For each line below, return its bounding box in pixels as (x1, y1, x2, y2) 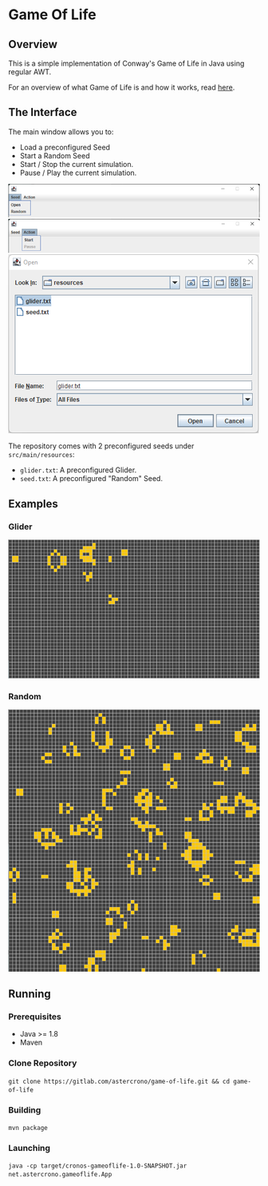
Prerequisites (8, 1011, 61, 1022)
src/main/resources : (8, 450, 75, 460)
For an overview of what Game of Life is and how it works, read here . (8, 82, 235, 92)
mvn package (8, 1124, 48, 1132)
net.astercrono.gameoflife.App (8, 1171, 112, 1179)
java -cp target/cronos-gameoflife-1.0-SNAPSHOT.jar (8, 1162, 187, 1170)
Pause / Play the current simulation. (19, 168, 137, 177)
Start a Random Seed (19, 150, 90, 161)
